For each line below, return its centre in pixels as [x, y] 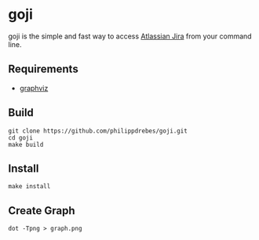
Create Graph [42, 211]
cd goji [21, 138]
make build [26, 144]
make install [29, 187]
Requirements [43, 69]
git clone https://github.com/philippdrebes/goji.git [98, 131]
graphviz [34, 88]
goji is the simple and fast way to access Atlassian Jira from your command [130, 36]
